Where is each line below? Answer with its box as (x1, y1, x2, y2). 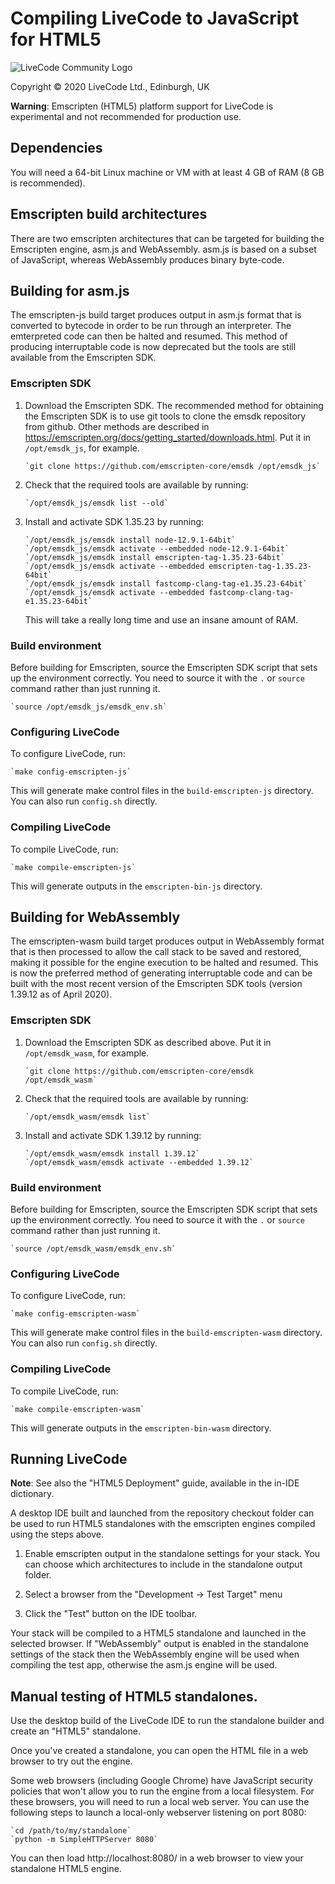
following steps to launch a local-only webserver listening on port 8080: (10, 1807, 307, 1819)
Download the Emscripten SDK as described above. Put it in (24, 1036, 272, 1048)
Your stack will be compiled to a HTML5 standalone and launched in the (10, 1627, 307, 1639)
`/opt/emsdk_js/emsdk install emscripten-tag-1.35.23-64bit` (24, 552, 286, 562)
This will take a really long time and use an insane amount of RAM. (24, 613, 299, 626)
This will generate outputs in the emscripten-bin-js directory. (10, 880, 263, 892)
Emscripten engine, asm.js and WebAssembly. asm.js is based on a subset (10, 243, 317, 255)
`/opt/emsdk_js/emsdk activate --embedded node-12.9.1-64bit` (24, 543, 290, 554)
